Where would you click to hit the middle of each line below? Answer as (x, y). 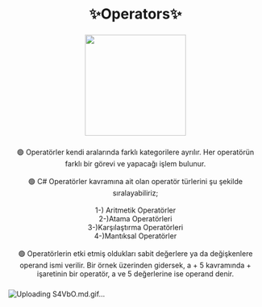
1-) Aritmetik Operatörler (135, 210)
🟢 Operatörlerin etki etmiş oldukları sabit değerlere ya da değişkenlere (135, 254)
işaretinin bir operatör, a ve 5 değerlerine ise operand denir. (135, 274)
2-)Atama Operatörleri (135, 219)
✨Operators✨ (135, 14)
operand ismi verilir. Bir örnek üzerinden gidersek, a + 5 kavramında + (135, 265)
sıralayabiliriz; (135, 193)
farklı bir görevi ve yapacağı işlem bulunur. (135, 164)
